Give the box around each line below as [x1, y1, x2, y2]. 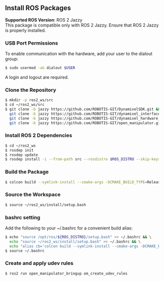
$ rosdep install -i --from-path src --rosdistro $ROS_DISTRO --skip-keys [5, 157, 161, 162]
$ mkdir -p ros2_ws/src [5, 98, 54, 102]
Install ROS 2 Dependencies [5, 132, 72, 139]
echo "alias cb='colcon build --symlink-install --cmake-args [9, 244, 139, 249]
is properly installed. [5, 27, 46, 33]
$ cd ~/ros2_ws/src [5, 102, 45, 107]
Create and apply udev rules [5, 260, 74, 267]
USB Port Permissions [5, 39, 59, 46]
